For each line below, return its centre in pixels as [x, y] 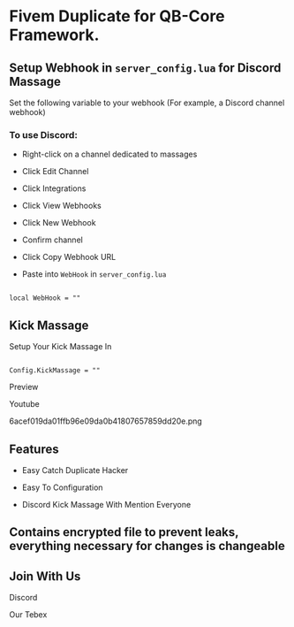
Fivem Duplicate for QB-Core [117, 16]
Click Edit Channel [55, 172]
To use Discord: [43, 134]
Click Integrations [54, 188]
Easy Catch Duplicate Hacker [75, 470]
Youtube [24, 404]
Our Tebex [28, 615]
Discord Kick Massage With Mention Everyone [106, 504]
